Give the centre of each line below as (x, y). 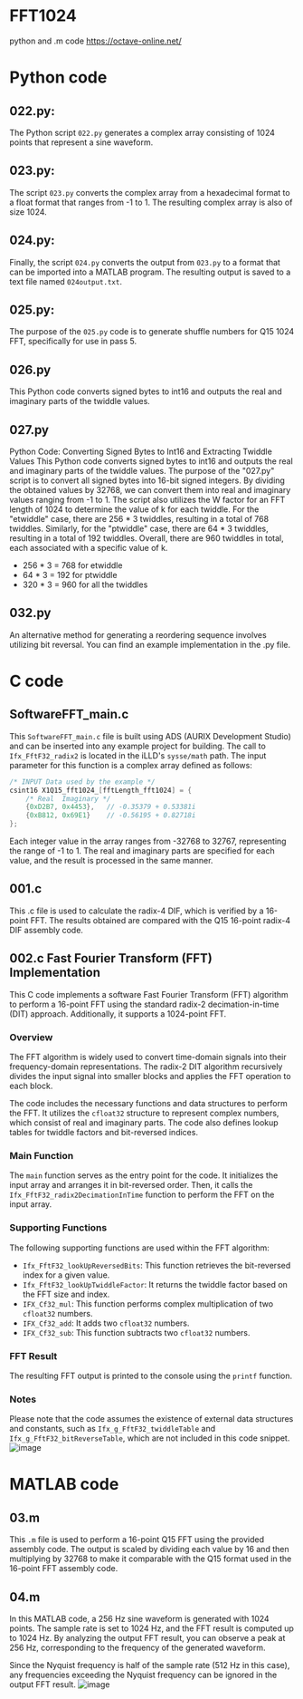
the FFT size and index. (66, 1294)
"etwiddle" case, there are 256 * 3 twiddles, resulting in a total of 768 (139, 519)
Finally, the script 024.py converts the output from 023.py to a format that (145, 262)
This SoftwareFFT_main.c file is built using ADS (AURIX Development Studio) (151, 736)
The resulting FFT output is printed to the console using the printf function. (151, 1376)
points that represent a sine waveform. (81, 142)
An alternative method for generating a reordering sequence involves (138, 634)
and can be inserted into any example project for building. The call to (138, 746)
